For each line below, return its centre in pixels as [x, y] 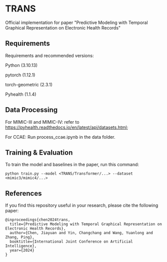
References [23, 193]
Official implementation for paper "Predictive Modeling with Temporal [77, 22]
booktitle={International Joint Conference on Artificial [71, 242]
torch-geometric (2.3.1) [29, 84]
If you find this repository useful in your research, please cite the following [82, 206]
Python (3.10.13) [21, 65]
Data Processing [31, 110]
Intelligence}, [21, 246]
